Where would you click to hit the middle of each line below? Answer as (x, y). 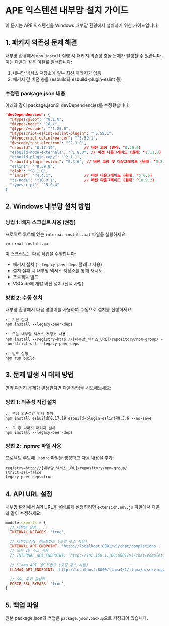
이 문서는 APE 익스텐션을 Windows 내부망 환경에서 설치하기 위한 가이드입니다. (82, 25)
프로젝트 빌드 (25, 277)
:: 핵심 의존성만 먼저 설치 (29, 414)
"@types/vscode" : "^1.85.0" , (40, 129)
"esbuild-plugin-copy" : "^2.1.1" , (46, 157)
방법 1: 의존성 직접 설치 (31, 402)
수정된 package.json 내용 (35, 93)
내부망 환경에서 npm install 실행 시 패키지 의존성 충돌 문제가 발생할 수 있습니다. (84, 55)
